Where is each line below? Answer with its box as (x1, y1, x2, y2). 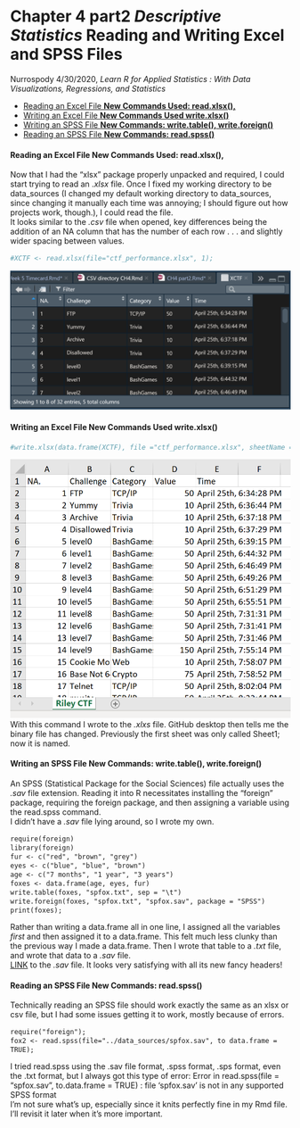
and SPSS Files (10, 45, 123, 64)
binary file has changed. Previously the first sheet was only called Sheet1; (10, 728, 280, 739)
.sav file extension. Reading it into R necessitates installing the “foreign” (10, 787, 274, 798)
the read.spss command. (10, 806, 101, 817)
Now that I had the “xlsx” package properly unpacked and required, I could (10, 170, 285, 180)
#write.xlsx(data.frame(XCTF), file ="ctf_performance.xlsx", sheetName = (10, 443, 294, 452)
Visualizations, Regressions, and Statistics (10, 83, 166, 94)
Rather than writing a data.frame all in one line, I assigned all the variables (10, 921, 281, 932)
